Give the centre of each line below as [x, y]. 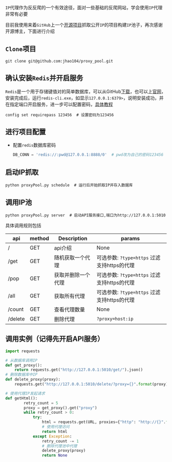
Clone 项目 [21, 49]
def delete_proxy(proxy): [33, 379]
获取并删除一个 [72, 275]
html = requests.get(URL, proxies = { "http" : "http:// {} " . [104, 422]
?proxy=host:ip [115, 319]
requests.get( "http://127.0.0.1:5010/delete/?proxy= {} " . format [83, 384]
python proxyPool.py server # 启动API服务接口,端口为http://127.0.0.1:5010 [85, 215]
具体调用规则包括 [23, 225]
